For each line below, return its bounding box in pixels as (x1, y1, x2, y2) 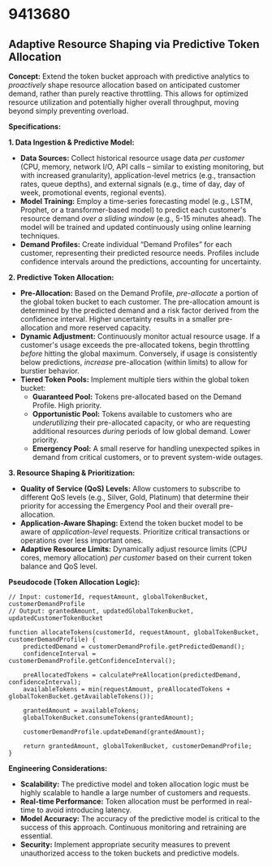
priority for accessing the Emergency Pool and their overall (19, 501, 218, 510)
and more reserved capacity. (54, 323, 152, 332)
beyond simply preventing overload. (8, 106, 129, 115)
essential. (19, 831, 53, 841)
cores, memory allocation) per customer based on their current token (19, 553, 253, 562)
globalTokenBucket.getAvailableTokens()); (8, 692, 154, 700)
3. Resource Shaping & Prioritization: (8, 468, 136, 478)
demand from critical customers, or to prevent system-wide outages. (32, 452, 263, 461)
